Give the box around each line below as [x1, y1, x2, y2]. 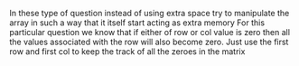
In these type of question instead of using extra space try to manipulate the [9, 8, 290, 18]
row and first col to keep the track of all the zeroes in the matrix [9, 46, 246, 57]
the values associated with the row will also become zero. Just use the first [9, 36, 289, 47]
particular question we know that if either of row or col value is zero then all [9, 27, 291, 37]
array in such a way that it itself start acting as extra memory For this [9, 17, 265, 28]
